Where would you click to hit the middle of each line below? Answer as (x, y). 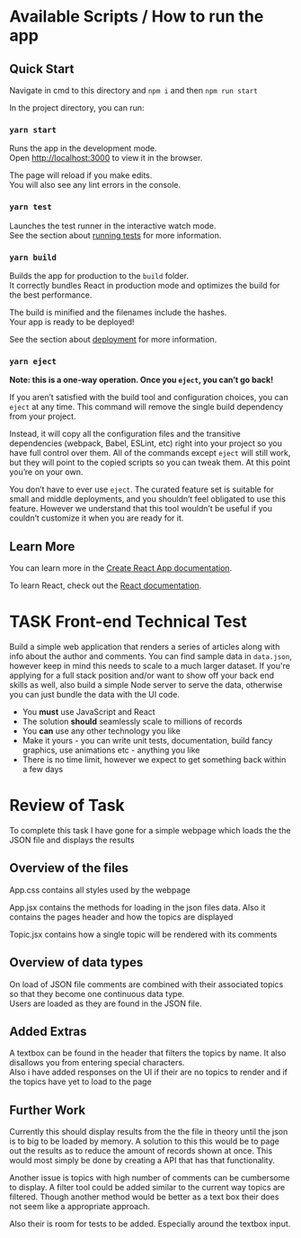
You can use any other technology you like (102, 731)
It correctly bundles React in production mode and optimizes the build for (145, 285)
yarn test (31, 207)
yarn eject (33, 361)
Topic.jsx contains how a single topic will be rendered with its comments (143, 934)
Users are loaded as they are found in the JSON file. (106, 1003)
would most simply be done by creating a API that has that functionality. (142, 1161)
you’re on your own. (46, 472)
